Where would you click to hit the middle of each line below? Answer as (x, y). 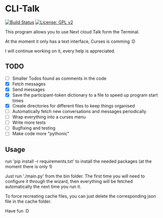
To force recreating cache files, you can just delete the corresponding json (81, 196)
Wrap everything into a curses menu (49, 117)
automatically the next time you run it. (43, 187)
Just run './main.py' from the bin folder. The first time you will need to (75, 176)
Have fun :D (17, 211)
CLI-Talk (23, 9)
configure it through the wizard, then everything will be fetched (69, 182)
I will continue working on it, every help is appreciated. (60, 51)
